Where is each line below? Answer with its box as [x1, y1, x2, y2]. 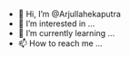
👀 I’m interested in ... [17, 18, 95, 29]
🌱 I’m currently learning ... [17, 28, 115, 38]
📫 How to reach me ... [17, 38, 103, 49]
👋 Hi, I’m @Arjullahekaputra [17, 9, 121, 19]
